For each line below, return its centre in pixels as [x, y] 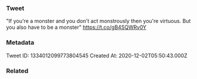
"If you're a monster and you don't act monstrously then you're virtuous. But [98, 21]
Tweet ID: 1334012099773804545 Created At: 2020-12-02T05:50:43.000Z [97, 55]
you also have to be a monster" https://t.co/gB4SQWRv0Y [76, 27]
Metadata [20, 42]
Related [17, 71]
